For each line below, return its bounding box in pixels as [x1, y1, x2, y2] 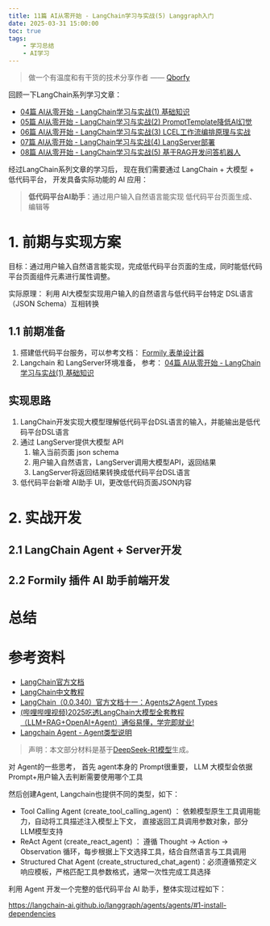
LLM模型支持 [19, 826, 64, 836]
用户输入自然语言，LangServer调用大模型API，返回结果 [31, 457, 217, 467]
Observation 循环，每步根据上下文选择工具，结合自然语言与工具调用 [19, 846, 247, 857]
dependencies [8, 908, 56, 918]
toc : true [8, 27, 42, 35]
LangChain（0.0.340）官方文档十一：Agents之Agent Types [19, 697, 218, 707]
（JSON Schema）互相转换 [8, 298, 99, 308]
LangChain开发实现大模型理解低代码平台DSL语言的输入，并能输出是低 [19, 417, 254, 427]
